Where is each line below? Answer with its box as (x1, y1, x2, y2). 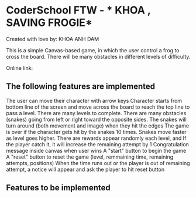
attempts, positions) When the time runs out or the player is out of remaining (6, 159, 190, 166)
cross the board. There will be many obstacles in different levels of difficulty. (6, 53, 191, 60)
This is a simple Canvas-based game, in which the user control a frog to (6, 46, 180, 53)
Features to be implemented (6, 183, 111, 193)
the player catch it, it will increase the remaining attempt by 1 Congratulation (6, 140, 189, 147)
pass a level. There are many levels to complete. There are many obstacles (6, 109, 187, 116)
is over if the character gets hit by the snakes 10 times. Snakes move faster (6, 128, 187, 135)
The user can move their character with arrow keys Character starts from (6, 97, 183, 104)
